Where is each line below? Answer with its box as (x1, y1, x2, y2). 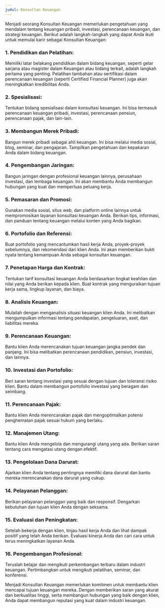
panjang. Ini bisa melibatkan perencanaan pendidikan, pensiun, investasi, (5, 349, 154, 355)
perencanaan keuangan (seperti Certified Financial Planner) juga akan (5, 76, 147, 82)
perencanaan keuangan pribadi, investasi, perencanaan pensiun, (5, 110, 136, 116)
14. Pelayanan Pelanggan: (5, 487, 68, 494)
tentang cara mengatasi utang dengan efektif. (5, 446, 98, 452)
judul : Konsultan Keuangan (5, 7, 61, 12)
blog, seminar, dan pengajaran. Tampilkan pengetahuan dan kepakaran (5, 144, 149, 150)
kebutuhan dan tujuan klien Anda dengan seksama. (5, 504, 109, 510)
